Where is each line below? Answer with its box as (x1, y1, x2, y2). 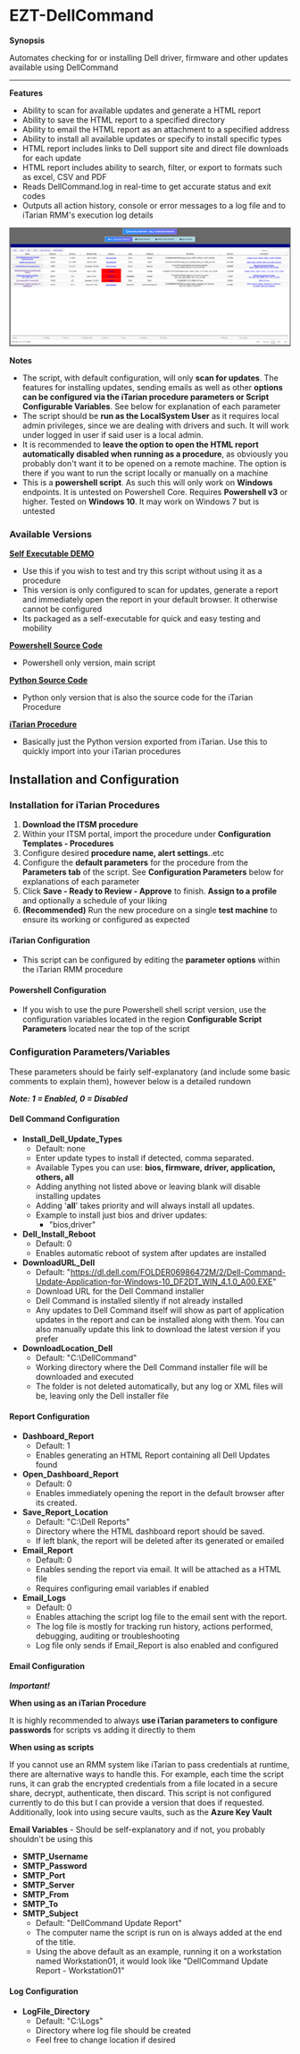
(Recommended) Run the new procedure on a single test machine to (21, 905, 279, 916)
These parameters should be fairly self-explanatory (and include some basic (9, 1066, 291, 1077)
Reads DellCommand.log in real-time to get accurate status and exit (21, 181, 271, 192)
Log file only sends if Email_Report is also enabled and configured (35, 1640, 279, 1651)
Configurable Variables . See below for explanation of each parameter (21, 401, 281, 412)
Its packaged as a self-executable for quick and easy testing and (21, 613, 261, 624)
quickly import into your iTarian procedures (21, 746, 181, 757)
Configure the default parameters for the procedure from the (21, 857, 248, 869)
